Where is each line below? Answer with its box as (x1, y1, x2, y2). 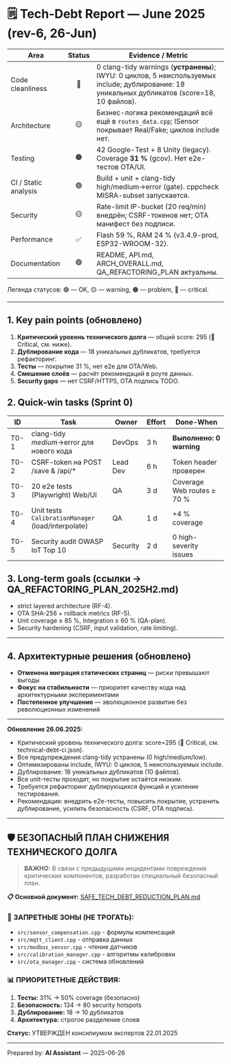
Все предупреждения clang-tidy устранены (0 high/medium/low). (16, 753, 208, 761)
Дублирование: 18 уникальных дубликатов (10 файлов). (16, 767, 181, 776)
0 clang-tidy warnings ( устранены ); (96, 62, 217, 72)
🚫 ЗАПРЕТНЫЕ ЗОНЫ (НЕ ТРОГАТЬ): (7, 912, 134, 922)
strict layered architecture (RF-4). (16, 602, 112, 610)
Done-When (175, 417, 218, 427)
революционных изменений (16, 705, 100, 714)
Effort (146, 417, 166, 427)
